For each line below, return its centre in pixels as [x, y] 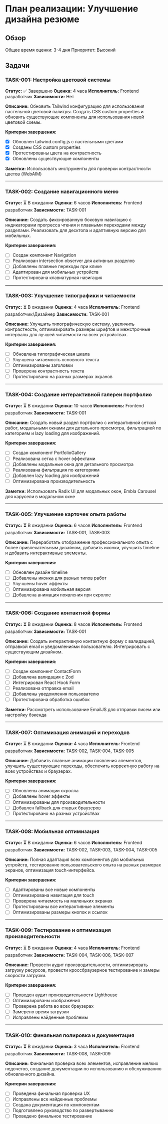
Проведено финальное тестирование [52, 1116]
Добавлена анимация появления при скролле [61, 595]
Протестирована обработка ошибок [51, 700]
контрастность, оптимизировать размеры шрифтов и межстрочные [78, 329]
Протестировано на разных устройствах [56, 813]
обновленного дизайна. [30, 1074]
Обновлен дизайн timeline [40, 572]
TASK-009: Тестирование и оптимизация [58, 930]
